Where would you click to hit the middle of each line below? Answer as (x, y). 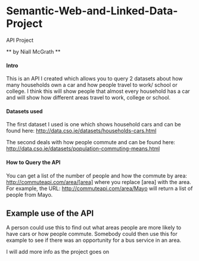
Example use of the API (50, 213)
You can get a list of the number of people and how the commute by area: (97, 175)
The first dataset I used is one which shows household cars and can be (94, 125)
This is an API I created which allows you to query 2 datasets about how (94, 79)
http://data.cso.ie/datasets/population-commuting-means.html (83, 149)
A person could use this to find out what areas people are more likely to (94, 228)
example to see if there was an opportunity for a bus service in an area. (94, 240)
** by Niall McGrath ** (33, 51)
